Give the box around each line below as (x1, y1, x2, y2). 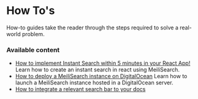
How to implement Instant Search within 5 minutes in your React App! (15, 59, 191, 67)
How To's (6, 4, 55, 18)
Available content (6, 45, 60, 54)
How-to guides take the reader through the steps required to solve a (6, 24, 179, 31)
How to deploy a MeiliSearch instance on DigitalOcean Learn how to (15, 73, 188, 80)
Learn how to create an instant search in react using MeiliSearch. (15, 66, 180, 73)
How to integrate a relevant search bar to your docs (15, 86, 146, 93)
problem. (21, 30, 45, 37)
